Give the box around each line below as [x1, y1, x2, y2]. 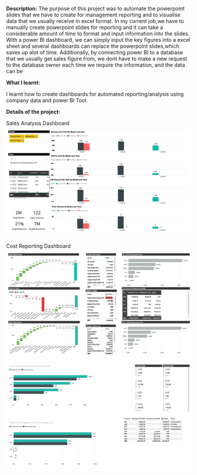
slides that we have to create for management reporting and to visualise [6, 11, 181, 18]
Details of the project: [6, 109, 61, 115]
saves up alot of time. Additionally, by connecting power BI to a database [6, 49, 183, 55]
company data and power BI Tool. [6, 97, 88, 104]
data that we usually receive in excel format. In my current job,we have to [6, 18, 184, 24]
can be [6, 68, 23, 74]
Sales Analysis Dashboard [6, 120, 70, 126]
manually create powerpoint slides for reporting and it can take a [6, 24, 163, 31]
